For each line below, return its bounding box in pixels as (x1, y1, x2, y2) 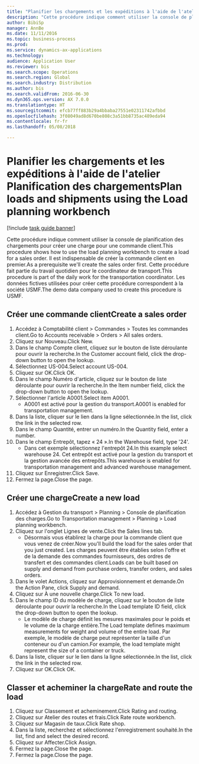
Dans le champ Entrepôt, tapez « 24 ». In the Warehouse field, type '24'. (15, 438, 190, 445)
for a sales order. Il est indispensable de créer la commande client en (6, 255, 175, 262)
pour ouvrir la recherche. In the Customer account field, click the (15, 350, 172, 357)
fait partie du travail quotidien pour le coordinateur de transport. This (6, 267, 172, 274)
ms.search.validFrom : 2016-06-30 (6, 91, 89, 97)
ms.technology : (6, 53, 44, 58)
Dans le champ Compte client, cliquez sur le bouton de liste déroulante (15, 344, 188, 351)
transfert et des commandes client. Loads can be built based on (24, 559, 179, 566)
